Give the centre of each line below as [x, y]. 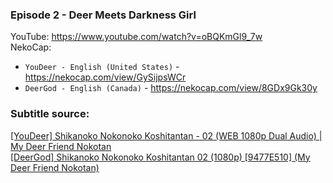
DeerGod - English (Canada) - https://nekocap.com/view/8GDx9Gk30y [171, 88]
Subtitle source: [50, 114]
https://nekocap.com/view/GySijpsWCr [105, 77]
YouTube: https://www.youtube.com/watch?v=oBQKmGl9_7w [136, 37]
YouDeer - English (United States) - [102, 67]
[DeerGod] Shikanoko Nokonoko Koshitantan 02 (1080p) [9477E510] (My [160, 157]
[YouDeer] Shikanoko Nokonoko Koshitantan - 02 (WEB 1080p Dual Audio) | [166, 135]
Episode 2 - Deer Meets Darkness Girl [103, 15]
